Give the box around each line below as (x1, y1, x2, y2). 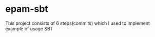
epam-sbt (5, 3, 49, 15)
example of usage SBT (5, 25, 53, 31)
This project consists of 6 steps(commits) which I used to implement (5, 20, 150, 26)
